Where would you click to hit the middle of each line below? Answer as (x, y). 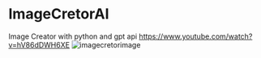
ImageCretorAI (59, 14)
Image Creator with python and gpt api (73, 36)
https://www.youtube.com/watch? (196, 36)
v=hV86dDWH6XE (39, 44)
